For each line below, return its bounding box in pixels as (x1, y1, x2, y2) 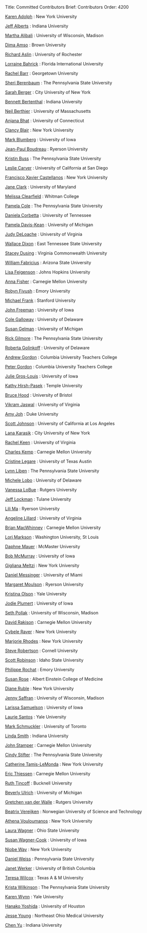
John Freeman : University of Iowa (5, 307, 74, 313)
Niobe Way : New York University (5, 847, 72, 852)
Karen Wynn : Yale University (5, 894, 64, 899)
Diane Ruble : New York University (5, 686, 74, 691)
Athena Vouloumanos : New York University (5, 818, 92, 824)
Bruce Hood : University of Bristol (5, 392, 73, 398)
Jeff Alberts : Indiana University (5, 23, 69, 29)
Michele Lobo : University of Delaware (5, 477, 82, 483)
